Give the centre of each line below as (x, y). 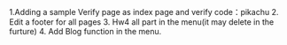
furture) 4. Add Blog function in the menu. (85, 31)
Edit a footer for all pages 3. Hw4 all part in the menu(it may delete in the (142, 22)
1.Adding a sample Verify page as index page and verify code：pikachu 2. (144, 12)
